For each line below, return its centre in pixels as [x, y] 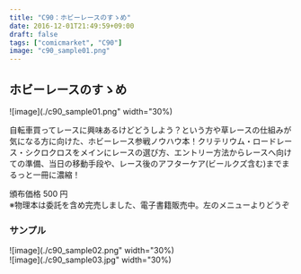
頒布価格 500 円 [39, 193]
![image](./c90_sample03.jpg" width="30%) [91, 260]
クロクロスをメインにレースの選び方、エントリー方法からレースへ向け [162, 152]
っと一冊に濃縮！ [49, 175]
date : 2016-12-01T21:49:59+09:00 [72, 26]
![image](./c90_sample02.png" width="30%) [92, 251]
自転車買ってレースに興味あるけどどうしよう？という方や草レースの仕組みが [150, 130]
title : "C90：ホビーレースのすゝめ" [71, 17]
